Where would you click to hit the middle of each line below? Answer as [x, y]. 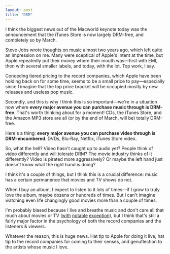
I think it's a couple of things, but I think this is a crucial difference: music [81, 174]
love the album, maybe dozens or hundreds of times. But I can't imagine [80, 195]
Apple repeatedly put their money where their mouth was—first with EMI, [81, 60]
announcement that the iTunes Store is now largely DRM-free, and [74, 34]
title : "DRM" [19, 15]
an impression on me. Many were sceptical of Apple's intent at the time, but [84, 55]
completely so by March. [31, 40]
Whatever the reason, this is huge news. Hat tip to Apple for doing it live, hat [85, 236]
